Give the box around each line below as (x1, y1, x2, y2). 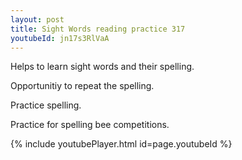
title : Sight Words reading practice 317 (10, 24, 186, 34)
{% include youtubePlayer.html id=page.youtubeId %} (10, 138, 233, 150)
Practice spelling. (10, 99, 82, 111)
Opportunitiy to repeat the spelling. (10, 80, 155, 92)
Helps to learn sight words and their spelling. (10, 61, 195, 73)
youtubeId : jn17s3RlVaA (10, 33, 110, 43)
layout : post (10, 14, 65, 25)
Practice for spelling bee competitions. (10, 119, 170, 131)
